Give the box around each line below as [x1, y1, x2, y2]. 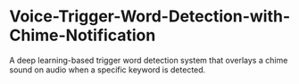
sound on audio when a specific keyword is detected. [9, 64, 206, 75]
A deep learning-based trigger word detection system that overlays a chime [9, 55, 288, 65]
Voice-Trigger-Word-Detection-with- [9, 6, 291, 27]
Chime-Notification [9, 25, 156, 46]
